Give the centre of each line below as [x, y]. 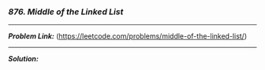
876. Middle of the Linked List [66, 12]
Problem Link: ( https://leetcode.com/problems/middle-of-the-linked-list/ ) [128, 36]
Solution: [24, 59]
